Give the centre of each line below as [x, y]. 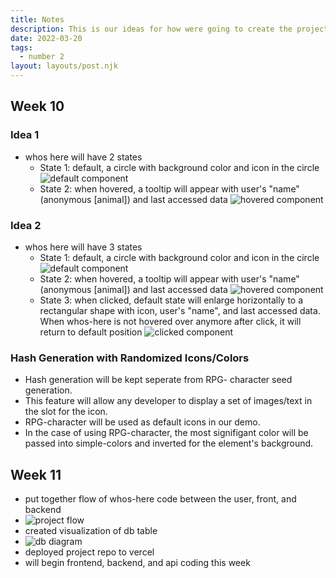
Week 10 [37, 106]
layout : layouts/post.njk [64, 66]
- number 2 [42, 57]
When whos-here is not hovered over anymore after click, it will [170, 321]
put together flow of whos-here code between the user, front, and [160, 499]
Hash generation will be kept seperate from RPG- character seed [158, 380]
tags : [21, 47]
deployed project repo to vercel [89, 552]
